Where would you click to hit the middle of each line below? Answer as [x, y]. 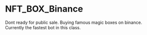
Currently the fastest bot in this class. [43, 27]
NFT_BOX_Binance [44, 9]
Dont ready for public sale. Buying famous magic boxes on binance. [74, 22]
